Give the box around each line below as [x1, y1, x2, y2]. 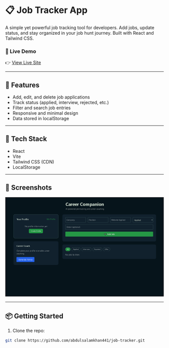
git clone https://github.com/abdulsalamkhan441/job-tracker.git [5, 338, 145, 343]
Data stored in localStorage [12, 116, 69, 122]
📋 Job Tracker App [5, 5, 88, 16]
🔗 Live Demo [5, 48, 36, 55]
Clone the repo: [12, 327, 45, 333]
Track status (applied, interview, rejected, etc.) [12, 100, 109, 106]
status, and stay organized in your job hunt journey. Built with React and [5, 30, 154, 36]
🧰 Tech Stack [5, 135, 47, 143]
